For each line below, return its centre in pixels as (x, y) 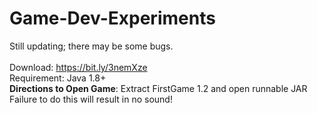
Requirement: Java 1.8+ (58, 78)
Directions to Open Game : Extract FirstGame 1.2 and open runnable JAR (158, 88)
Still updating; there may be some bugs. (91, 46)
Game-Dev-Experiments (112, 18)
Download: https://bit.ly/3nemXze (78, 67)
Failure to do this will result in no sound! (91, 99)
